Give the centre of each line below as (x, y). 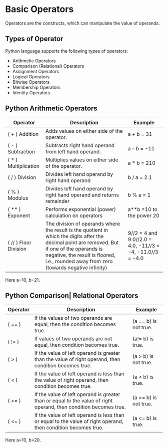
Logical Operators (31, 77)
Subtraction (21, 151)
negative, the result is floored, (80, 255)
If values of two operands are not (73, 339)
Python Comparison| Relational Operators (72, 295)
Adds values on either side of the (84, 131)
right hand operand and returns (82, 195)
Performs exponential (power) (81, 209)
